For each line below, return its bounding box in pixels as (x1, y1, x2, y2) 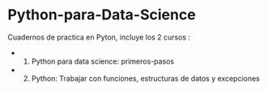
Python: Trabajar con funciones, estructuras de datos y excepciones (31, 73, 261, 83)
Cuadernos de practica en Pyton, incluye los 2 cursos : (7, 32, 191, 42)
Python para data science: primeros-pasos (31, 56, 175, 66)
